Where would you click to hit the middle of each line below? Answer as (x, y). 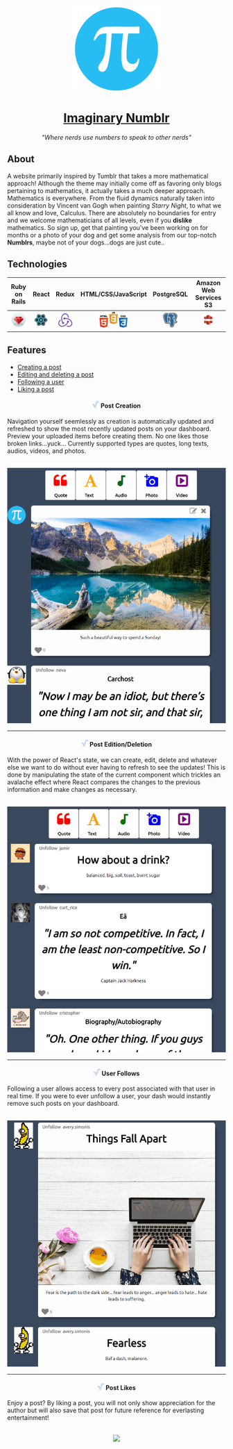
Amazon (208, 283)
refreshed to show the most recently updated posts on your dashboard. (109, 429)
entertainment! (28, 1418)
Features (27, 350)
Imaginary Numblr (116, 118)
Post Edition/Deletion (121, 744)
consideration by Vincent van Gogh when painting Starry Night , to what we (114, 205)
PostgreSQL (170, 294)
